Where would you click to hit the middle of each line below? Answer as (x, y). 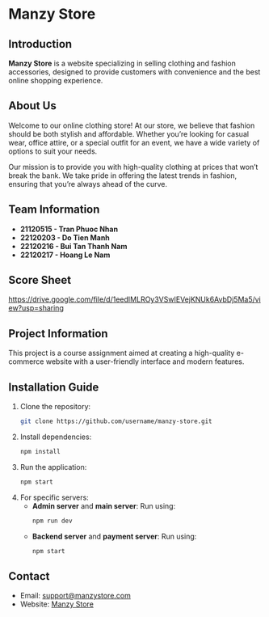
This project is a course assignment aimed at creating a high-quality (122, 353)
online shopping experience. (56, 80)
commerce (26, 361)
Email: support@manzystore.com (76, 596)
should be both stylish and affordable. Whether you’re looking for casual (128, 133)
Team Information (54, 210)
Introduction (40, 44)
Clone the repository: (55, 407)
